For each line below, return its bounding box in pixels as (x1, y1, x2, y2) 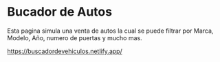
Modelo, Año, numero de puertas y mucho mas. (7, 33, 142, 42)
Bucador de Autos (7, 4, 112, 20)
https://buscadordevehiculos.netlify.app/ (7, 47, 122, 55)
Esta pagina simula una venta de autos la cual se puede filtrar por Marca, (7, 27, 214, 35)
